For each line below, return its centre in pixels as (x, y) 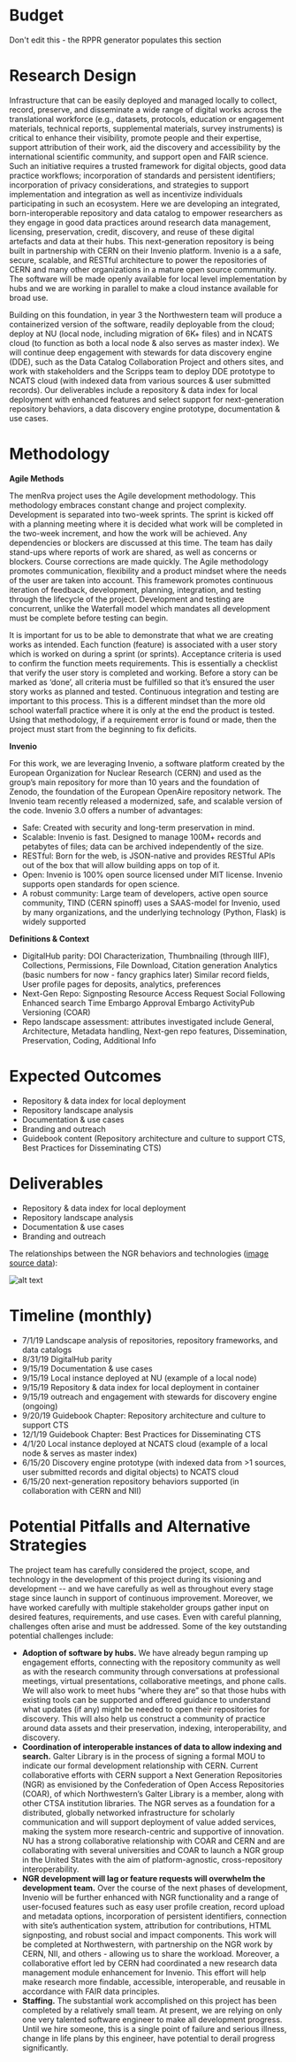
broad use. (29, 297)
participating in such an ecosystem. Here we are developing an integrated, (145, 204)
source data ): (34, 1263)
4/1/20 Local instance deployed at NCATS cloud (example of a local (144, 1443)
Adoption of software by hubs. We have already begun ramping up (145, 1652)
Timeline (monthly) (81, 1316)
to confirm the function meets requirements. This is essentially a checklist (144, 663)
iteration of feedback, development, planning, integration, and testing (135, 589)
